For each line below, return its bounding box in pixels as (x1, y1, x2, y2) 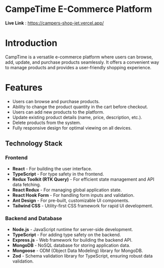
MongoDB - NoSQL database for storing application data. (12, 242, 131, 248)
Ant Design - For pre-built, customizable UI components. (12, 197, 130, 203)
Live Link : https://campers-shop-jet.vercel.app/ (5, 20, 104, 26)
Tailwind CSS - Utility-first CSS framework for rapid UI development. (12, 203, 154, 209)
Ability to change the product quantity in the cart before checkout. (12, 104, 148, 110)
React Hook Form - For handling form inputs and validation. (12, 192, 135, 198)
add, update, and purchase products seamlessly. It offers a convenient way (5, 59, 160, 65)
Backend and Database (5, 215, 62, 222)
